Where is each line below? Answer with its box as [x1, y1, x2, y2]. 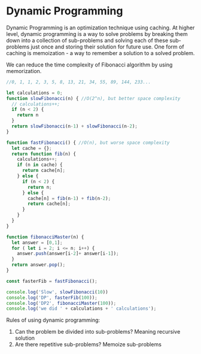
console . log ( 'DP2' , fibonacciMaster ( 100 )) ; [6, 300, 117, 306]
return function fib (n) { [11, 151, 77, 157]
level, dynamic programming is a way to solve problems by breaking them [6, 30, 188, 37]
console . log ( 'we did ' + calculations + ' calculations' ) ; [6, 305, 157, 312]
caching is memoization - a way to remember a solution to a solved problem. [6, 49, 195, 56]
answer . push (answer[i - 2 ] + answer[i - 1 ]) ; [17, 250, 119, 257]
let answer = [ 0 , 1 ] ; [11, 240, 63, 246]
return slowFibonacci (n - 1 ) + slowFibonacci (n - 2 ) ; [11, 123, 138, 129]
